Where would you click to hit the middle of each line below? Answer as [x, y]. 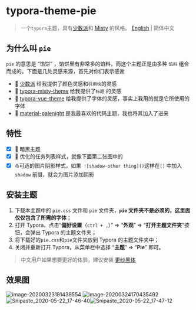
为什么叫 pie [29, 48]
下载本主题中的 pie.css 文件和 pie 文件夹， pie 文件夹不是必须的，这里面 [102, 210]
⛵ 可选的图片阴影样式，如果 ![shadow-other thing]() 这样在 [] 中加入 [98, 165]
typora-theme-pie [51, 11]
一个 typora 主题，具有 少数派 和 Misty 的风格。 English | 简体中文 [97, 28]
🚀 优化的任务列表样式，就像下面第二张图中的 [69, 156]
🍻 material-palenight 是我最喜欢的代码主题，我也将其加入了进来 [92, 113]
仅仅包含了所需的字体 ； [43, 217]
